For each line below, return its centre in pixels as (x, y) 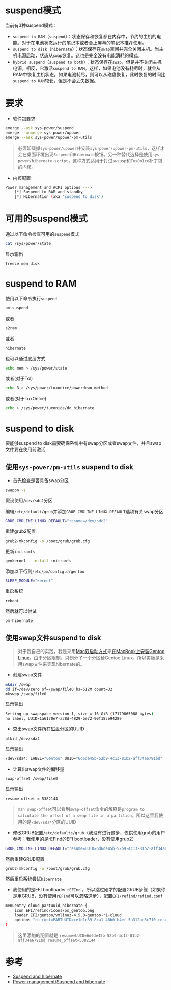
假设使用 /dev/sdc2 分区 (29, 500)
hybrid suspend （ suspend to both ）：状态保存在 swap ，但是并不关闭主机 (87, 62)
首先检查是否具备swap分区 (41, 480)
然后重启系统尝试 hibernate (34, 879)
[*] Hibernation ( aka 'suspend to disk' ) (59, 197)
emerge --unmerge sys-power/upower (43, 133)
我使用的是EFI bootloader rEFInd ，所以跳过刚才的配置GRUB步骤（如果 (87, 890)
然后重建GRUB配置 (25, 859)
